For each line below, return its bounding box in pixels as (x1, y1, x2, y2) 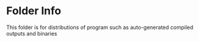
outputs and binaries (6, 30, 57, 37)
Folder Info (6, 4, 61, 18)
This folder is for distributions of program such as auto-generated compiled (6, 24, 194, 31)
